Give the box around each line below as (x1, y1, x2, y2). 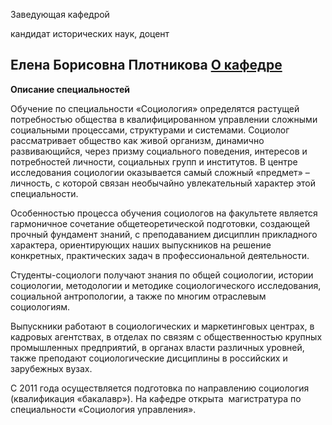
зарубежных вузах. (10, 362, 93, 374)
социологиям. (10, 300, 71, 313)
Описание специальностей (10, 83, 130, 95)
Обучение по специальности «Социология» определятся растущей (10, 102, 300, 114)
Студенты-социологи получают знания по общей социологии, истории (10, 269, 314, 281)
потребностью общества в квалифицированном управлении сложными (10, 113, 318, 125)
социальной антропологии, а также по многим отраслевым (10, 290, 267, 302)
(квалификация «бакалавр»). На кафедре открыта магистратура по (10, 392, 302, 404)
